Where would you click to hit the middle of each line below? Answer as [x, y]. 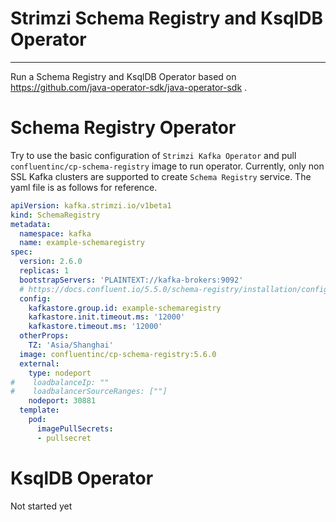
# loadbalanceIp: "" [60, 382]
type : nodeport [60, 373]
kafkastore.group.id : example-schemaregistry [125, 308]
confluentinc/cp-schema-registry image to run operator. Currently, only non [167, 166]
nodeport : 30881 [62, 401]
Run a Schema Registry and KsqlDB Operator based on [123, 76]
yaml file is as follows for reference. [84, 187]
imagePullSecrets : [75, 428]
